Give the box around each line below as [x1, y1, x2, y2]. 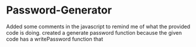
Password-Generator [6, 4, 113, 17]
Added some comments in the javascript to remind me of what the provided [6, 23, 191, 30]
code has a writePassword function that [6, 35, 104, 42]
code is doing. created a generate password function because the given [6, 29, 182, 36]
